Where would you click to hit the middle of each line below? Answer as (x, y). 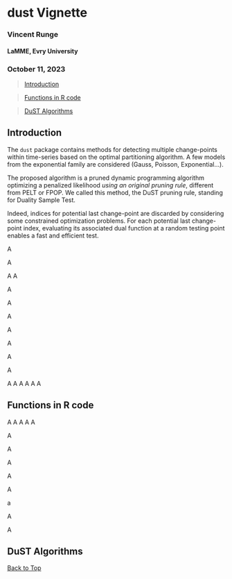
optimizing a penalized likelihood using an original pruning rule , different (110, 185)
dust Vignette (47, 13)
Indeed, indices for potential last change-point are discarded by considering (116, 213)
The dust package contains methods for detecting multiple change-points (113, 149)
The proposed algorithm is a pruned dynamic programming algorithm (106, 178)
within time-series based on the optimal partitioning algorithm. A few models (116, 157)
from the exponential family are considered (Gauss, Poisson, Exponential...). (115, 164)
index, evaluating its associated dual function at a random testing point (124, 228)
